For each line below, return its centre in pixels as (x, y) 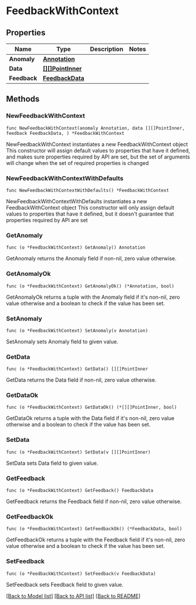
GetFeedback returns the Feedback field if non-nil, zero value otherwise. (94, 501)
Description (107, 49)
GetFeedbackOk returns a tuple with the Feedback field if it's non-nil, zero (96, 540)
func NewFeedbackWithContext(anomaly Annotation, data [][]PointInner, (95, 128)
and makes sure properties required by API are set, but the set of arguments (98, 157)
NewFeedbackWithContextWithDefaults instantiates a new (77, 201)
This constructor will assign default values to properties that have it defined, (98, 150)
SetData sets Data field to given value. (52, 463)
